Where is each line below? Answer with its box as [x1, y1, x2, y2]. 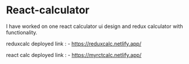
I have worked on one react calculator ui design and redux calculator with [6, 23, 183, 30]
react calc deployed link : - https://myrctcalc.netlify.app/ [6, 51, 142, 58]
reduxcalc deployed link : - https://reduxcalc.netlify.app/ [6, 40, 142, 47]
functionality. [6, 29, 38, 35]
